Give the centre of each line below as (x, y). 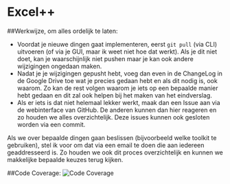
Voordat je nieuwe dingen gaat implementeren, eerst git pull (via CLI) (117, 44)
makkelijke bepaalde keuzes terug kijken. (65, 159)
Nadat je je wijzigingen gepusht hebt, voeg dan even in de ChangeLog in (120, 73)
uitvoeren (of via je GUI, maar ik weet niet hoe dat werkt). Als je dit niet (117, 51)
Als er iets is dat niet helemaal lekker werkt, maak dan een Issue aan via (119, 102)
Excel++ (31, 12)
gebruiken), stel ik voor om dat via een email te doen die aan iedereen (106, 145)
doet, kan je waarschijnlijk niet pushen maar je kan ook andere (105, 58)
